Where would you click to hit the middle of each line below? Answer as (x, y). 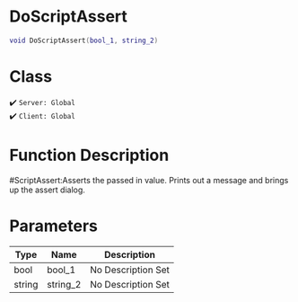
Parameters (54, 226)
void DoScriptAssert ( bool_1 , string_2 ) (84, 40)
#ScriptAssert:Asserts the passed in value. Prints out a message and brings (149, 180)
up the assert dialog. (47, 190)
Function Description (89, 155)
